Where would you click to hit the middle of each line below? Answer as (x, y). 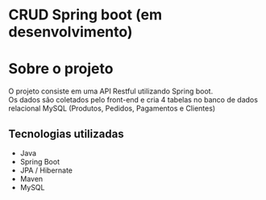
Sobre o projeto (61, 69)
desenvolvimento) (71, 32)
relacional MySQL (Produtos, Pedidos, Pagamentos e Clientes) (112, 108)
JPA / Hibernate (46, 170)
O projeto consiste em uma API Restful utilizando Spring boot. (111, 91)
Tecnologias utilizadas (66, 133)
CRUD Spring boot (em (85, 15)
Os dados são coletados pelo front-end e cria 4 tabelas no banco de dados (133, 100)
